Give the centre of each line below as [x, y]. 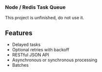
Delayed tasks [26, 44]
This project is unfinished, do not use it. [44, 18]
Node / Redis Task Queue [35, 7]
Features [19, 33]
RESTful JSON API [31, 55]
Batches [20, 65]
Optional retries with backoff [41, 50]
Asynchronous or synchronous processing [55, 60]
